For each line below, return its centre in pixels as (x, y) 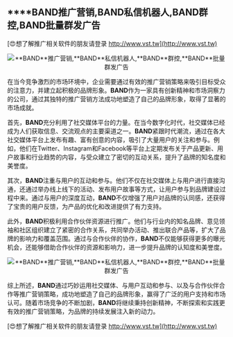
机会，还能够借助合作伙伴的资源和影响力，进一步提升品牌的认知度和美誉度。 (116, 247)
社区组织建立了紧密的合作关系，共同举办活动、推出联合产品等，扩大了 (119, 230)
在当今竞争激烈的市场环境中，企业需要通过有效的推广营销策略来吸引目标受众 (116, 81)
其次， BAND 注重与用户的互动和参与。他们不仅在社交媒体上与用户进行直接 (113, 180)
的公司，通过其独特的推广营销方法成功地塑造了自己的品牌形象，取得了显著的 (116, 98)
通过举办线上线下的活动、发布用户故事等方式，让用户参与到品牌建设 (122, 189)
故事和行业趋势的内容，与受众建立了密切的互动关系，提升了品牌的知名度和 (119, 157)
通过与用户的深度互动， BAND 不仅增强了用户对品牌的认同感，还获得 (128, 198)
